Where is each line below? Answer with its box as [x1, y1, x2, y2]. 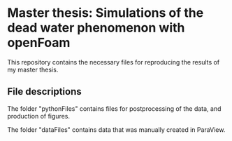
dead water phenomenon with [7, 20, 185, 36]
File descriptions [7, 86, 82, 98]
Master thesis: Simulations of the [7, 5, 204, 21]
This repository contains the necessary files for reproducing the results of [7, 58, 220, 66]
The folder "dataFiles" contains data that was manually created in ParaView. [7, 125, 226, 134]
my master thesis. [7, 65, 59, 74]
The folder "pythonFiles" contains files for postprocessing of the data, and [7, 104, 222, 113]
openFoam [7, 35, 71, 51]
